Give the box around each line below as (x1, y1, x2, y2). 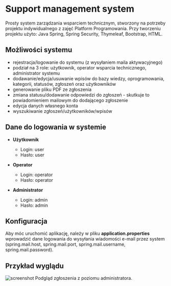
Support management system (5, 3, 134, 15)
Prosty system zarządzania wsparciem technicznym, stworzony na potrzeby (5, 20, 166, 26)
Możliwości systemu (5, 45, 72, 54)
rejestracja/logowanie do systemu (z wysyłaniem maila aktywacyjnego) (12, 59, 163, 65)
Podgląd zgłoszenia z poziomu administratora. (35, 275, 133, 281)
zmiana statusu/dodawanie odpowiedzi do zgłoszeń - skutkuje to (12, 91, 150, 98)
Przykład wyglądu (5, 261, 64, 270)
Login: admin (20, 197, 48, 203)
